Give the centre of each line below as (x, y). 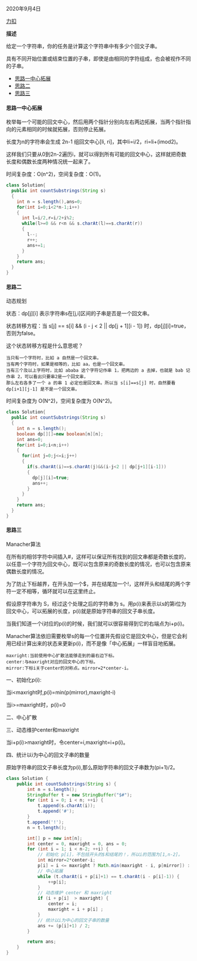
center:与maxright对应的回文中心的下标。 (52, 662)
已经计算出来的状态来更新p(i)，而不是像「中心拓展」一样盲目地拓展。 (95, 643)
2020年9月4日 (23, 9)
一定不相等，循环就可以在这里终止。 (55, 591)
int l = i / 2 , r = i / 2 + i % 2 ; (48, 218)
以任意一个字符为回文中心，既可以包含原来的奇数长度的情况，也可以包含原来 (98, 564)
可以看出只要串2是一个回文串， (56, 377)
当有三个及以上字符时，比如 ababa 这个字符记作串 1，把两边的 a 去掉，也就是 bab (95, 371)
